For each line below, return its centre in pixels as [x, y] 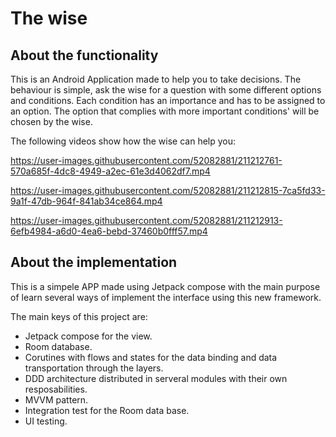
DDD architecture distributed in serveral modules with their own [156, 378]
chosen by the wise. [51, 121]
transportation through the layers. [94, 368]
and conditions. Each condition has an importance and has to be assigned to [168, 100]
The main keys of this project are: [79, 316]
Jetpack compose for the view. [88, 336]
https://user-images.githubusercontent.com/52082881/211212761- [146, 160]
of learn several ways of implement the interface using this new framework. [166, 297]
